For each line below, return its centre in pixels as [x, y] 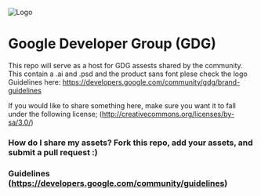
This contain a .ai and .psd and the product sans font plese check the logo [128, 74]
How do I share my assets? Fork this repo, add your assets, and [130, 143]
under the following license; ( [55, 114]
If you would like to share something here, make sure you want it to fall [122, 105]
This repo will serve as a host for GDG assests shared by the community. [125, 65]
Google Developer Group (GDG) [112, 44]
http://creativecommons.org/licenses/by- [168, 114]
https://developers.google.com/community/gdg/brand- [151, 82]
